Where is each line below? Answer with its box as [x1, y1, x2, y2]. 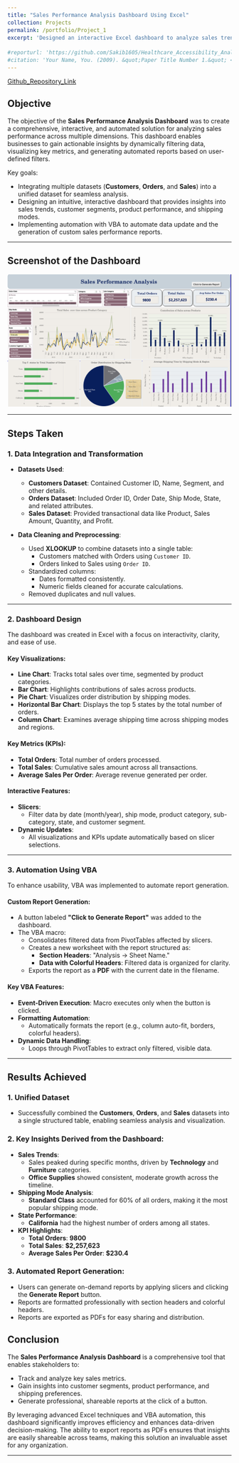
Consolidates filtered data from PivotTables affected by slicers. [28, 936, 213, 944]
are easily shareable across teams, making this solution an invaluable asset [7, 1433, 228, 1442]
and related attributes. [28, 501, 94, 510]
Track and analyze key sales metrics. [17, 1374, 127, 1382]
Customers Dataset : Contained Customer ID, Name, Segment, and [28, 478, 224, 487]
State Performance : [17, 1211, 78, 1219]
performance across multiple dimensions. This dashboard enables [7, 132, 201, 140]
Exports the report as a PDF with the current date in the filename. [28, 966, 219, 975]
